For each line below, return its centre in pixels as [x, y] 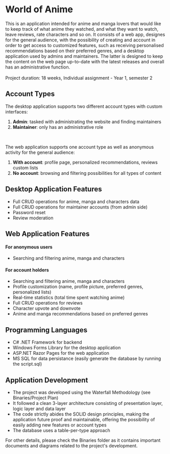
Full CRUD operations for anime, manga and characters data [76, 201]
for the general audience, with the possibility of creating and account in [80, 40]
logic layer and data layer [39, 408]
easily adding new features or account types [59, 425]
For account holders [27, 270]
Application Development [47, 380]
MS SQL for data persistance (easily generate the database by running [87, 358]
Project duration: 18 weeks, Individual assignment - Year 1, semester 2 [79, 78]
